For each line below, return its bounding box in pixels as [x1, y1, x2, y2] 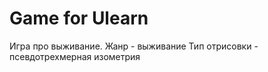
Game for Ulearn [9, 7, 149, 30]
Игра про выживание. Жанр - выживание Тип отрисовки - [9, 40, 259, 52]
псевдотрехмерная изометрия [9, 50, 141, 62]
